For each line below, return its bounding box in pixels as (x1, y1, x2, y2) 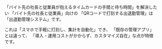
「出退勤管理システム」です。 (4, 16, 64, 22)
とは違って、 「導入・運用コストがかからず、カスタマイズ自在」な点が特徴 (4, 33, 154, 38)
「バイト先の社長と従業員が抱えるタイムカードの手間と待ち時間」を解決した (4, 4, 158, 10)
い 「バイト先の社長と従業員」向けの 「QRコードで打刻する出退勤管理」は (4, 10, 153, 16)
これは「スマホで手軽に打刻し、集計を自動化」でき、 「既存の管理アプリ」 (4, 27, 154, 33)
